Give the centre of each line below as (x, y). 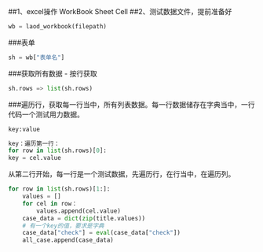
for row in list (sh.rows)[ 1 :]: (59, 189)
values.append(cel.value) (79, 211)
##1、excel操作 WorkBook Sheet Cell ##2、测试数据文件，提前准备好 (120, 11)
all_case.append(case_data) (68, 240)
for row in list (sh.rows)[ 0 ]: (58, 151)
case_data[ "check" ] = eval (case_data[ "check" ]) (101, 233)
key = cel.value (35, 158)
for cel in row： (50, 203)
